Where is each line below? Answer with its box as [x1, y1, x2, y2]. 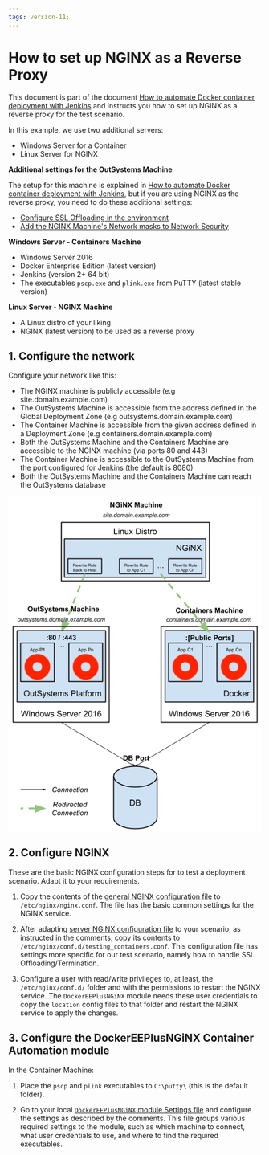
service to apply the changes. [19, 1008, 119, 1018]
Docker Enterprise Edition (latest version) [19, 261, 157, 271]
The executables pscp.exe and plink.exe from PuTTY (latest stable [19, 278, 242, 288]
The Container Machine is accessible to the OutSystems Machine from [19, 455, 255, 464]
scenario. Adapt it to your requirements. [8, 875, 141, 885]
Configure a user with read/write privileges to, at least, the [19, 973, 214, 983]
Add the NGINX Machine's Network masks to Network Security [19, 221, 229, 231]
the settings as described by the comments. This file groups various [19, 1113, 246, 1123]
